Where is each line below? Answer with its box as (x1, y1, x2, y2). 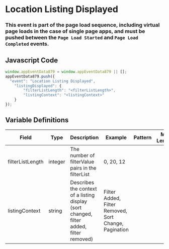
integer (48, 158, 65, 165)
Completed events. (5, 40, 49, 47)
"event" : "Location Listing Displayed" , (10, 78, 96, 84)
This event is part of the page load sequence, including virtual (5, 22, 160, 29)
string (48, 207, 62, 214)
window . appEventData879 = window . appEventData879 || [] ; (5, 69, 127, 74)
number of (70, 152, 95, 159)
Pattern (133, 134, 152, 141)
